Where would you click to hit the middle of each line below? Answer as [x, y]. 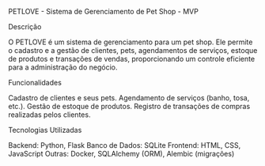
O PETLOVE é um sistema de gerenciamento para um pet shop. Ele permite [131, 42]
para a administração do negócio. [63, 67]
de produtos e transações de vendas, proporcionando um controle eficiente [132, 59]
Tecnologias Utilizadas [45, 130]
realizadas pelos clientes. [49, 115]
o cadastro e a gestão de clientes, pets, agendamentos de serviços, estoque [133, 50]
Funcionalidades [35, 83]
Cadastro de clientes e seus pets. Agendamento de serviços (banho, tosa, [129, 98]
